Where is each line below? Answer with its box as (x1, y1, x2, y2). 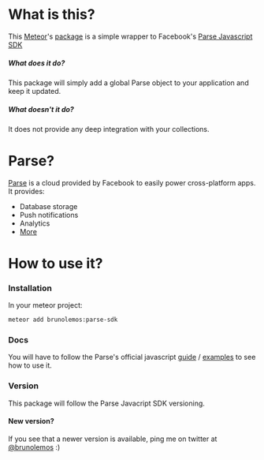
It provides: (8, 186, 45, 196)
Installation (8, 282, 53, 294)
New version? (8, 417, 54, 426)
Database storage (19, 201, 78, 211)
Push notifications (19, 210, 79, 219)
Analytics (19, 219, 50, 228)
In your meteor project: (8, 301, 83, 310)
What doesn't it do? (8, 104, 75, 114)
